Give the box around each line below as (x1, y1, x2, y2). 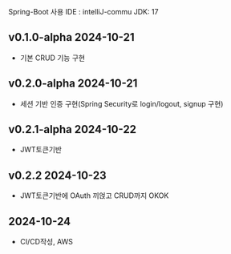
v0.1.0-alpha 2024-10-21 (8, 30, 135, 44)
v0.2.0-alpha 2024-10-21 (8, 77, 138, 91)
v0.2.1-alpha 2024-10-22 (8, 123, 137, 136)
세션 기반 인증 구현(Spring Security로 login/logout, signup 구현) (19, 99, 224, 108)
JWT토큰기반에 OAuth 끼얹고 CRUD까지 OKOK (19, 191, 169, 200)
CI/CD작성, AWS (19, 237, 74, 247)
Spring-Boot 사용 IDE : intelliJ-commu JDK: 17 (8, 7, 159, 16)
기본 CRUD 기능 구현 (19, 53, 86, 62)
